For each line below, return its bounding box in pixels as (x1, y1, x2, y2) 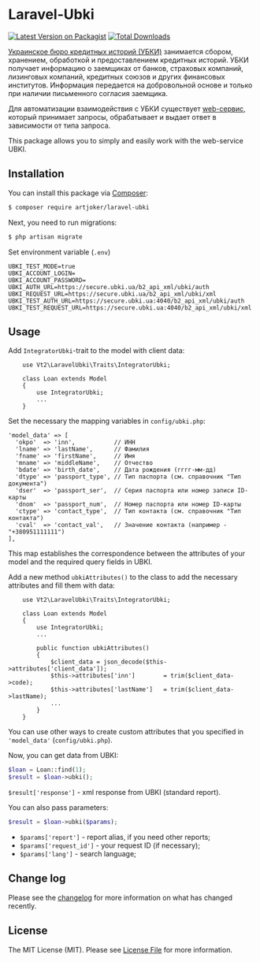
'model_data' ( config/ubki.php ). (8, 735, 113, 745)
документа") (8, 480, 47, 488)
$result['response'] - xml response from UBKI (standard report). (8, 788, 221, 797)
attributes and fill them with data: (8, 581, 116, 590)
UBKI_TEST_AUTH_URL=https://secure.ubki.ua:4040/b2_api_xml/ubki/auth (8, 297, 245, 305)
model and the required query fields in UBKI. (8, 557, 153, 566)
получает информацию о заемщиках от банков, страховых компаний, (8, 63, 244, 72)
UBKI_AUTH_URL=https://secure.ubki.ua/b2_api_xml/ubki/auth (8, 283, 210, 291)
